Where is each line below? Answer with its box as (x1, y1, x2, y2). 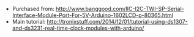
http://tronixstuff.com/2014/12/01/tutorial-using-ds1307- (47, 18, 188, 25)
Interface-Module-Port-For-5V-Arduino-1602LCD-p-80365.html (12, 12, 173, 19)
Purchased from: (12, 5, 55, 12)
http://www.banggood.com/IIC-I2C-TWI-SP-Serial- (56, 5, 185, 12)
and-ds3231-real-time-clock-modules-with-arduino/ (12, 24, 144, 32)
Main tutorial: (12, 18, 46, 25)
